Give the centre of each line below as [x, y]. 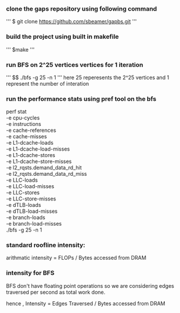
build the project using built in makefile [63, 37]
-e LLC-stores [23, 193]
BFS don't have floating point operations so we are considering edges [90, 285]
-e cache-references [31, 130]
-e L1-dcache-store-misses [39, 161]
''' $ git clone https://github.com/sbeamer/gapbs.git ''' [72, 22]
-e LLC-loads [22, 180]
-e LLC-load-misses [30, 186]
